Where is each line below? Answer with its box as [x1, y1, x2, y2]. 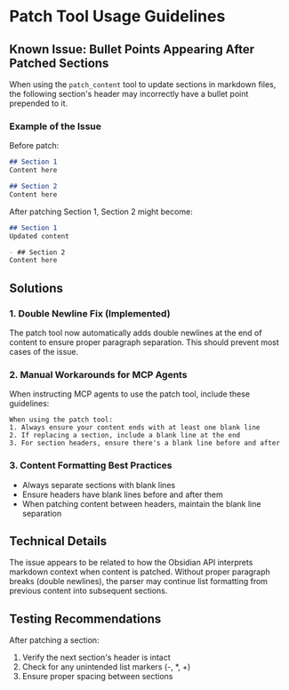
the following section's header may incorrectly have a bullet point [9, 89, 249, 99]
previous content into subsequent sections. [9, 585, 168, 597]
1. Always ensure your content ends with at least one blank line [9, 423, 261, 432]
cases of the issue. [9, 346, 78, 357]
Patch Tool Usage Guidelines [9, 6, 226, 27]
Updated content [9, 231, 69, 241]
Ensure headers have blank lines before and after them [21, 489, 224, 500]
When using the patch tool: [9, 415, 114, 424]
